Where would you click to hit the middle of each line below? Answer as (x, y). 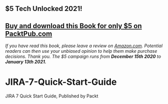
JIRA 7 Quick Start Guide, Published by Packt (52, 96)
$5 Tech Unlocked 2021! (44, 9)
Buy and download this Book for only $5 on (73, 26)
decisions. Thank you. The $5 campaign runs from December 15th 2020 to (83, 57)
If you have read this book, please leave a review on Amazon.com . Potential (84, 46)
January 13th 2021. (26, 62)
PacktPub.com (29, 33)
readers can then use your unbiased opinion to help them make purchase (81, 51)
